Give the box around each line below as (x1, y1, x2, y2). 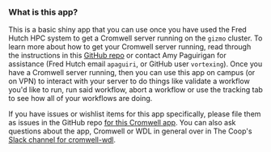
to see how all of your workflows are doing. (8, 94, 153, 103)
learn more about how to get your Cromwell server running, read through (8, 42, 252, 52)
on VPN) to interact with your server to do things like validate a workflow (8, 76, 251, 87)
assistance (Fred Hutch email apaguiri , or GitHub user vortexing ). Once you (8, 59, 263, 69)
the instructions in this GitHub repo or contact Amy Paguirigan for (8, 51, 227, 61)
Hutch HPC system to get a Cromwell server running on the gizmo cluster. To (8, 33, 263, 43)
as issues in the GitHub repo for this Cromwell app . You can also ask (8, 118, 236, 128)
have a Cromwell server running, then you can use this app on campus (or (8, 68, 256, 78)
